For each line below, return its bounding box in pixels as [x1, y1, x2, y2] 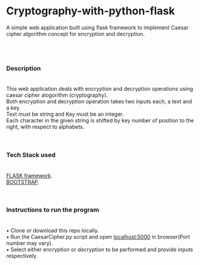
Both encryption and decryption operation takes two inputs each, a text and [6, 98, 192, 105]
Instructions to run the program [6, 206, 100, 214]
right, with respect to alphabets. [6, 124, 85, 131]
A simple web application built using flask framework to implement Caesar [6, 24, 189, 31]
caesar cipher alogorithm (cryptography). [6, 91, 108, 99]
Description [6, 64, 41, 72]
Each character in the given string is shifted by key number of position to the [6, 117, 194, 124]
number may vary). [6, 239, 53, 246]
